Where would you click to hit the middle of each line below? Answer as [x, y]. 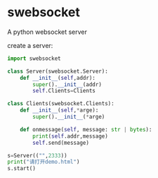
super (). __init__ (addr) [67, 84]
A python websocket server [47, 32]
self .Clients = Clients [64, 91]
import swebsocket [34, 58]
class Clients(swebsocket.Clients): [61, 104]
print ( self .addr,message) [71, 136]
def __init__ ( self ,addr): [58, 78]
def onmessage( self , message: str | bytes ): [86, 129]
